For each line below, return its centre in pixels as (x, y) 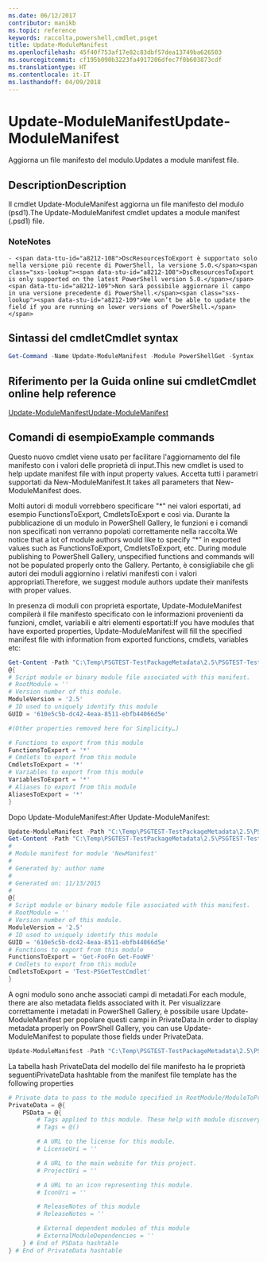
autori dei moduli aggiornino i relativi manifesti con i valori (103, 573)
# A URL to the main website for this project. (117, 1163)
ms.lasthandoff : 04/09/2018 (55, 82)
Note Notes (30, 241)
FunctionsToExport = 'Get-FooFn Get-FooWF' (81, 957)
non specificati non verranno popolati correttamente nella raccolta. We (123, 531)
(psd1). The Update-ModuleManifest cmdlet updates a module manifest (124, 213)
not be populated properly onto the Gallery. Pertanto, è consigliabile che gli (131, 565)
